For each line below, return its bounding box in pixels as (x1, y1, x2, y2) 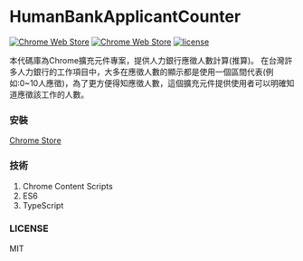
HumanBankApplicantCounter (9, 6, 241, 27)
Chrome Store (9, 135, 62, 146)
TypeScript (22, 199, 64, 210)
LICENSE (9, 222, 50, 235)
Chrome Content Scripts (22, 180, 113, 191)
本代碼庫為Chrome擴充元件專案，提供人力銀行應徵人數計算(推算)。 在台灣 (9, 54, 285, 65)
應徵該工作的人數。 (16, 89, 89, 100)
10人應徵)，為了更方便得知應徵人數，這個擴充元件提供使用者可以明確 (30, 77, 287, 88)
